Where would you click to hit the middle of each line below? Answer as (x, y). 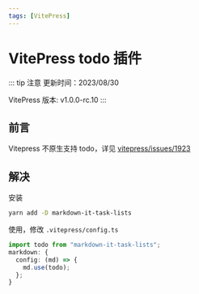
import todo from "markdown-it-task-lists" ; (85, 245)
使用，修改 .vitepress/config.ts (64, 230)
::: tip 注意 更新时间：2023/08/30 (64, 83)
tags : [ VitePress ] (39, 16)
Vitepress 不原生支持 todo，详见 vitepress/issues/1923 (99, 149)
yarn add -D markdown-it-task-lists (70, 213)
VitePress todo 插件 (75, 58)
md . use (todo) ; (47, 267)
